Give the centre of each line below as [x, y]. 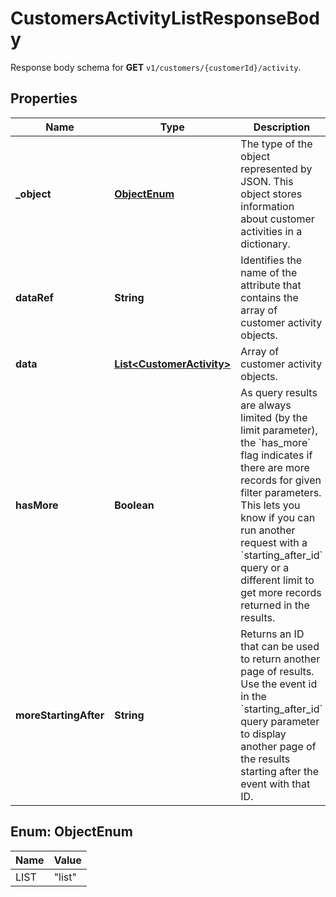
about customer [277, 219]
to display [263, 734]
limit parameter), [279, 430]
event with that [275, 784]
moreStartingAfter [60, 715]
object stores [271, 194]
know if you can [278, 517]
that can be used [280, 646]
